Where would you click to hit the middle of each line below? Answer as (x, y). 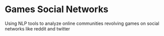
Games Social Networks (57, 9)
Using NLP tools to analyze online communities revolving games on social (82, 23)
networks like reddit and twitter (37, 28)
